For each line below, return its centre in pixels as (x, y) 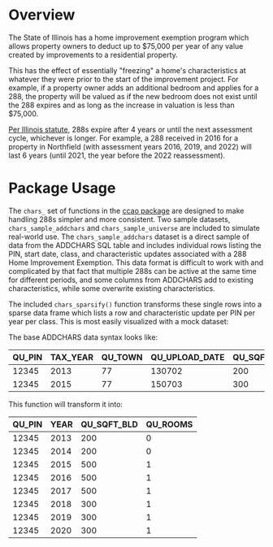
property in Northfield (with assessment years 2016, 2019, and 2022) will (130, 146)
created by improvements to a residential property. (93, 54)
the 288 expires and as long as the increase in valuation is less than (121, 105)
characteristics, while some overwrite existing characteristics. (112, 288)
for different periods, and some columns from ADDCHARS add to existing (131, 280)
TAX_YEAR (72, 357)
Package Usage (62, 188)
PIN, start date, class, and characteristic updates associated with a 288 (128, 254)
